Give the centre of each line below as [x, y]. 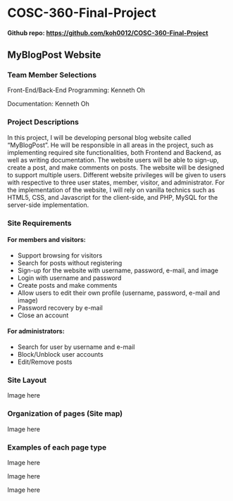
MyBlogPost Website [54, 55]
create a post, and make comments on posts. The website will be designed [116, 167]
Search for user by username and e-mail [76, 347]
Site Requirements [39, 223]
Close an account [43, 315]
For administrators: [36, 331]
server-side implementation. [48, 205]
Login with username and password [69, 278]
